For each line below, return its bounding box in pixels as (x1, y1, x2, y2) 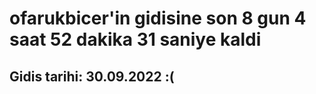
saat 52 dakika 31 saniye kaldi (9, 28, 262, 51)
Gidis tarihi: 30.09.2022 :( (9, 68, 175, 85)
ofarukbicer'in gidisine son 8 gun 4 (9, 7, 307, 30)
